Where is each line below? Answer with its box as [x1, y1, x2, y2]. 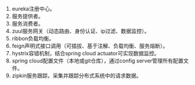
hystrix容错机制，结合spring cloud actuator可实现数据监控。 [11, 50, 160, 56]
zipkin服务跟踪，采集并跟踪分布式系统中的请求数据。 [11, 72, 142, 79]
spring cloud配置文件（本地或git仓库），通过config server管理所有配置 [11, 57, 184, 64]
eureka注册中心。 [11, 5, 55, 12]
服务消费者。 [11, 20, 44, 27]
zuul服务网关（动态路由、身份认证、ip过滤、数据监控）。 [11, 27, 150, 34]
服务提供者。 [11, 12, 44, 20]
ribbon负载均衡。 [11, 35, 55, 42]
